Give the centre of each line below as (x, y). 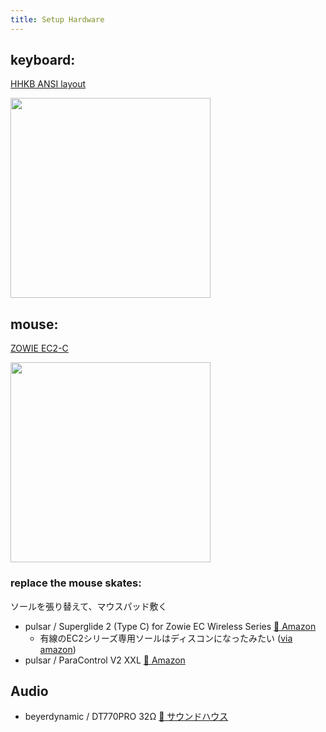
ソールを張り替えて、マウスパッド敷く (89, 606)
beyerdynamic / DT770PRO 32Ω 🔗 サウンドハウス (126, 717)
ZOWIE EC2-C (39, 348)
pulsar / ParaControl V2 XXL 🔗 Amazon (105, 660)
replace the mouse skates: (76, 583)
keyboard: (43, 60)
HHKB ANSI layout (48, 84)
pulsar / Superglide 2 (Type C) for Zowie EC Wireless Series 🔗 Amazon (170, 626)
